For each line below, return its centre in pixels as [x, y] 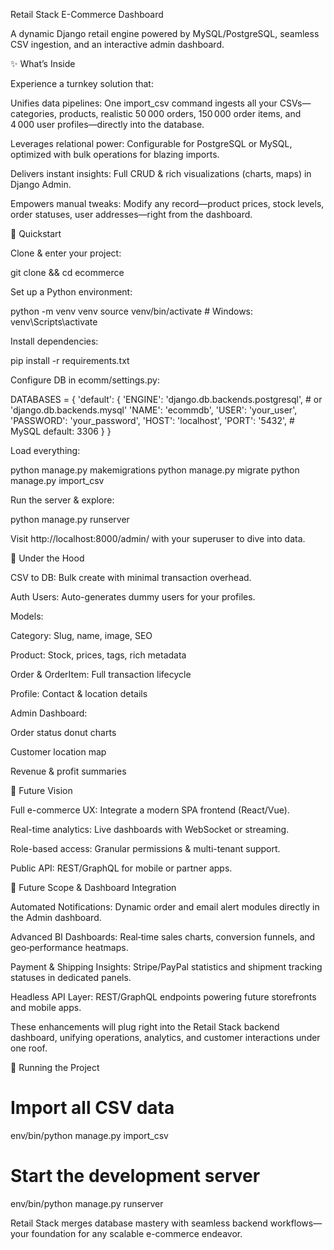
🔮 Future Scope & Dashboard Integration [93, 887]
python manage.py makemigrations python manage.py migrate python [155, 470]
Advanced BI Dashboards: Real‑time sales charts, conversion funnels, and [163, 937]
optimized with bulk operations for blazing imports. [115, 154]
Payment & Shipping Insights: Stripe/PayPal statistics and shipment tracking [166, 967]
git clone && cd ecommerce [67, 272]
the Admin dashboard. [56, 917]
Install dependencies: [54, 341]
